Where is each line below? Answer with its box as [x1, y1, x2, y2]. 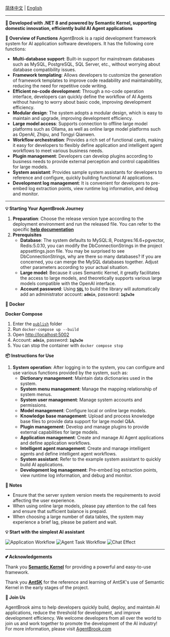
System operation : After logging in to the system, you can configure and [12, 365, 164, 370]
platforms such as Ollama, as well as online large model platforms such [12, 126, 161, 132]
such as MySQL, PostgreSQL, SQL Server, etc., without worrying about [12, 61, 160, 67]
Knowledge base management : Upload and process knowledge [20, 413, 155, 419]
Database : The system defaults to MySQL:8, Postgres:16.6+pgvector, [20, 237, 165, 243]
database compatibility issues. [12, 67, 76, 73]
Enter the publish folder [12, 321, 62, 327]
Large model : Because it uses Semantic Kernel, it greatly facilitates [20, 269, 160, 276]
